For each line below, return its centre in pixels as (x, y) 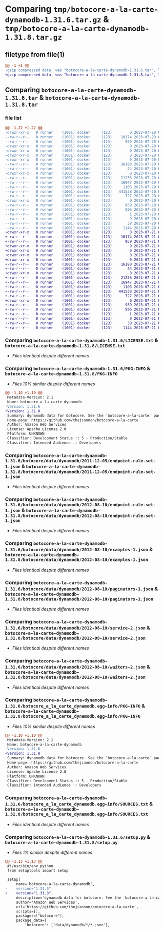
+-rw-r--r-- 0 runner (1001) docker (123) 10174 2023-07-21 (81, 237)
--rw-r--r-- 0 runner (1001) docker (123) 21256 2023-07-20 (81, 178)
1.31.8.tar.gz (34, 37)
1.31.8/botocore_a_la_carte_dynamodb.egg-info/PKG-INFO (73, 716)
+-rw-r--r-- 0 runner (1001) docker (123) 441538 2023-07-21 (81, 291)
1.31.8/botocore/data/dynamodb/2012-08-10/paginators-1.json (79, 599)
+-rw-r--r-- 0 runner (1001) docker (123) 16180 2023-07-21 (81, 264)
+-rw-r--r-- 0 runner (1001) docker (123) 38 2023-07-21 (81, 323)
